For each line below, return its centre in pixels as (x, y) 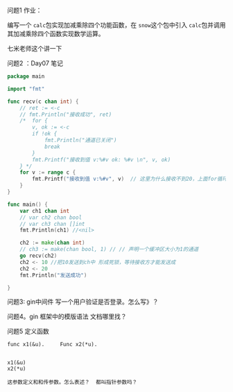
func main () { (28, 204)
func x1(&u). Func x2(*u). (52, 345)
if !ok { (45, 134)
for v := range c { (48, 172)
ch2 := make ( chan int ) (52, 243)
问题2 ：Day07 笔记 (35, 63)
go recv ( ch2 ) (38, 256)
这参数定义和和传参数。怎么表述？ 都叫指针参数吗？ (72, 382)
